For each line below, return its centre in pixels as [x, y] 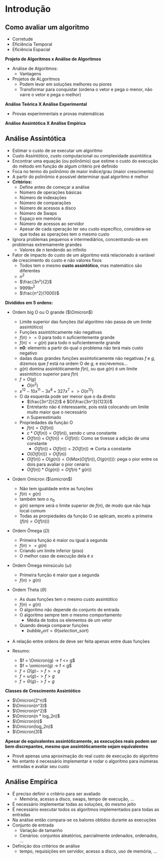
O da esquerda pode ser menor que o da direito [68, 396]
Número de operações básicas [50, 192]
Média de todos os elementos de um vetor [70, 620]
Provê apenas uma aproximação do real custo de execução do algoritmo [85, 756]
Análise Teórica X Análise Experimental [46, 104]
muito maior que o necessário [57, 412]
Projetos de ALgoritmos [36, 79]
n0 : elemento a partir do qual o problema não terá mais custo [81, 348]
